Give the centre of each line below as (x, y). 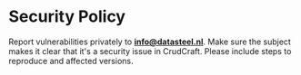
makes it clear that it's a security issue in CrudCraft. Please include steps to (150, 51)
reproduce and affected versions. (71, 61)
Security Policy (67, 17)
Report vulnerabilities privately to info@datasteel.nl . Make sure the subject (150, 42)
